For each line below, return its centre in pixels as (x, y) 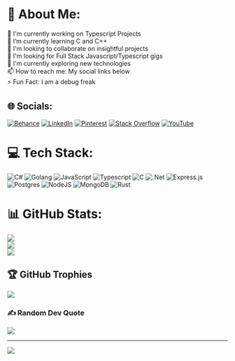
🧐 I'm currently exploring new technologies (69, 63)
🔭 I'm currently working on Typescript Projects (74, 34)
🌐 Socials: (30, 107)
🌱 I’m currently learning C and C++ (57, 41)
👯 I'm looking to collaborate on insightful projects (78, 48)
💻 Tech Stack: (50, 153)
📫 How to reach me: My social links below (69, 71)
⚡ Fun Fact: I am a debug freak (51, 82)
